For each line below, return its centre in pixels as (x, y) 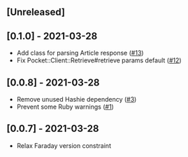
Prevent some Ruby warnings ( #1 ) (65, 107)
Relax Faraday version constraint (64, 145)
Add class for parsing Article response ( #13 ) (80, 53)
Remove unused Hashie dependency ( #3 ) (77, 100)
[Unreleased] (36, 12)
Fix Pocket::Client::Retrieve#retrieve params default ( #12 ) (99, 60)
